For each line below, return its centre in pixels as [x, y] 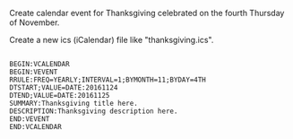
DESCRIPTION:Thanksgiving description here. [94, 111]
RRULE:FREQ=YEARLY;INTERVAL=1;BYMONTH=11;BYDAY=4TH [108, 80]
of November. [34, 22]
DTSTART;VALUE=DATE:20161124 [64, 88]
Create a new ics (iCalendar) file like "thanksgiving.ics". [112, 40]
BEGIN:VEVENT [34, 72]
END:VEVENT [30, 119]
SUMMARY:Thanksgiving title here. [74, 103]
